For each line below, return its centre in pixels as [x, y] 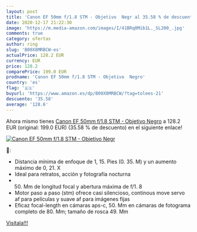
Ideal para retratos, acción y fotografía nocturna [72, 174]
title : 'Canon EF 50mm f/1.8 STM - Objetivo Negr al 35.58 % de [87, 17]
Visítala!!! [17, 223]
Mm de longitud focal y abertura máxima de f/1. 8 [83, 186]
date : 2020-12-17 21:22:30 [39, 22]
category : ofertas [28, 39]
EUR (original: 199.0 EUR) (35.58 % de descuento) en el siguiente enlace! [94, 127]
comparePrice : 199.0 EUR [36, 72]
